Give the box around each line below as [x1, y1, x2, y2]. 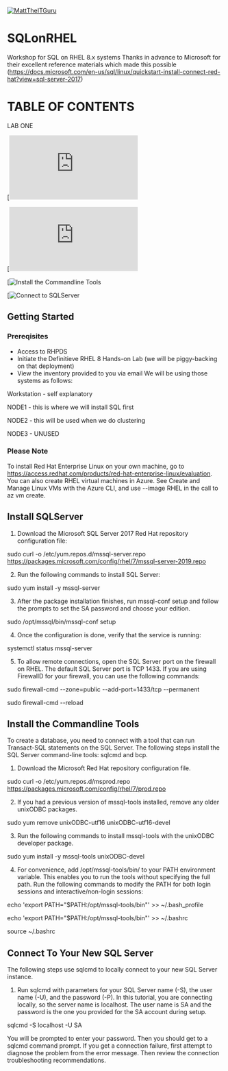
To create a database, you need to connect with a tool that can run [7, 737, 195, 745]
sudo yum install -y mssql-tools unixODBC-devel [7, 852, 145, 861]
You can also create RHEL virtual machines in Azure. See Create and [7, 476, 201, 484]
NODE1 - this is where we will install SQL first [7, 403, 134, 411]
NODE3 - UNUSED [7, 429, 60, 438]
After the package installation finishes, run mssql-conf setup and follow [16, 597, 219, 605]
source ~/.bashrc [7, 927, 56, 935]
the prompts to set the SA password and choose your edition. [16, 604, 190, 613]
